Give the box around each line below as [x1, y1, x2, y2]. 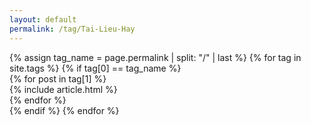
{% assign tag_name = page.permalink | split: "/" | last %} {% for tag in [9, 51, 302, 63]
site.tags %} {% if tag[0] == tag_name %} [9, 62, 182, 74]
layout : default [9, 14, 77, 25]
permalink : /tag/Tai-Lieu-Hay [9, 24, 136, 34]
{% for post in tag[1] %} [9, 72, 107, 85]
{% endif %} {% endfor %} [9, 104, 120, 116]
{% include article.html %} [9, 83, 118, 95]
